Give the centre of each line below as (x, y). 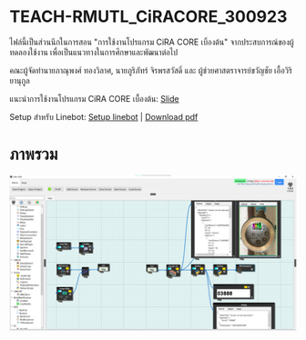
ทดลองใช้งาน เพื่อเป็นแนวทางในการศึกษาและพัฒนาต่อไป (94, 52)
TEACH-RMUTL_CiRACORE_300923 (148, 17)
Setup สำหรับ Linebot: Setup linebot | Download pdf (104, 116)
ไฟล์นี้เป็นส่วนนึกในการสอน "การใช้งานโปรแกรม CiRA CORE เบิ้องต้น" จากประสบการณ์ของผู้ (152, 42)
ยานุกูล (20, 80)
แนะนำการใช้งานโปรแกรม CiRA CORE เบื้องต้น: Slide (94, 98)
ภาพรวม (34, 154)
